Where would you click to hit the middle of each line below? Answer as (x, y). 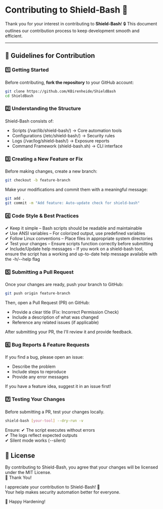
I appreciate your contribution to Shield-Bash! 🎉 (53, 487)
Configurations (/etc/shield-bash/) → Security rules (63, 135)
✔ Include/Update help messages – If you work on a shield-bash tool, (74, 249)
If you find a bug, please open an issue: (44, 357)
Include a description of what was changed (55, 317)
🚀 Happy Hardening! (25, 502)
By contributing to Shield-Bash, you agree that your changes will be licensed (81, 467)
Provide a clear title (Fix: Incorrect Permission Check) (65, 312)
